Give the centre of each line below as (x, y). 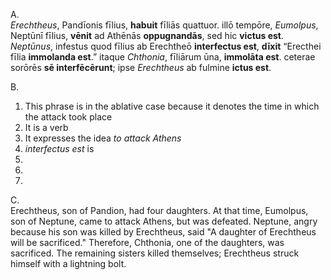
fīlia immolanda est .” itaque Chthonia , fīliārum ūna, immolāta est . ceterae (163, 57)
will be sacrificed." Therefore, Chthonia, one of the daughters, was (147, 242)
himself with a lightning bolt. (68, 263)
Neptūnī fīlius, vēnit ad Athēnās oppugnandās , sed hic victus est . (147, 35)
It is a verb (46, 127)
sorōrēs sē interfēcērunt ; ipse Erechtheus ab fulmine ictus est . (141, 67)
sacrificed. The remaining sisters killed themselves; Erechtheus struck (155, 253)
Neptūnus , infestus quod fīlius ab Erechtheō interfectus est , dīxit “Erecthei (166, 46)
